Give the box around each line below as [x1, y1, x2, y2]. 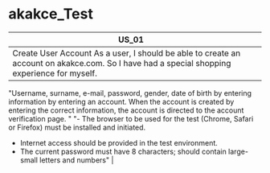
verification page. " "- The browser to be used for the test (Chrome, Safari [8, 113, 254, 123]
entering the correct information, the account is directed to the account [8, 105, 244, 115]
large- [227, 146, 249, 156]
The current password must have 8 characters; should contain [19, 146, 227, 156]
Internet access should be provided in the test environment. [19, 138, 219, 147]
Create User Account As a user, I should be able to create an [12, 47, 241, 59]
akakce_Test [8, 5, 94, 23]
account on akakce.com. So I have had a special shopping [12, 57, 231, 68]
